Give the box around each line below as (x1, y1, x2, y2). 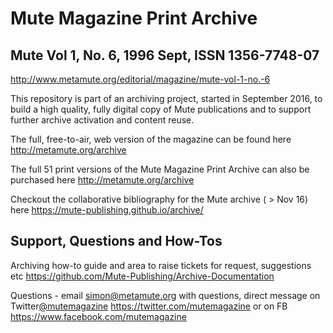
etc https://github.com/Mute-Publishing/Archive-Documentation (10, 270, 275, 282)
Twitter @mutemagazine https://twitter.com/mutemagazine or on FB (10, 300, 288, 312)
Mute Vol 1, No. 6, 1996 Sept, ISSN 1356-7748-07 (10, 47, 320, 64)
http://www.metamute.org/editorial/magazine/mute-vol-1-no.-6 (10, 73, 271, 85)
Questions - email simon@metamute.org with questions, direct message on (10, 289, 321, 301)
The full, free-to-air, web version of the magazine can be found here (10, 133, 292, 145)
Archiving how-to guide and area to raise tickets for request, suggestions (10, 259, 312, 271)
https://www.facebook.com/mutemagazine (10, 310, 187, 322)
